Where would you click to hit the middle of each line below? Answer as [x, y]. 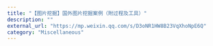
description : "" [30, 20]
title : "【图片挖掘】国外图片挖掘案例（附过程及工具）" [77, 13]
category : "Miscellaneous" [46, 32]
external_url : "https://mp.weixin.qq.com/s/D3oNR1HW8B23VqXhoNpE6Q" [107, 26]
